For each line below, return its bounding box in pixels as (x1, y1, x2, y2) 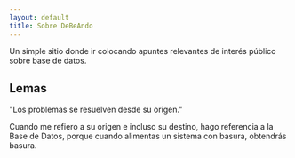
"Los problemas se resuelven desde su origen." (9, 104, 183, 115)
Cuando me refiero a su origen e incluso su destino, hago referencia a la (9, 122, 274, 132)
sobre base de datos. (9, 55, 87, 66)
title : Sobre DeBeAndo (9, 21, 93, 30)
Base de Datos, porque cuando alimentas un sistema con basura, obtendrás (9, 130, 287, 142)
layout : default (9, 12, 69, 22)
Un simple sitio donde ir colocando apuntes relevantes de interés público (9, 45, 276, 56)
